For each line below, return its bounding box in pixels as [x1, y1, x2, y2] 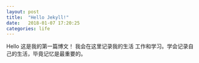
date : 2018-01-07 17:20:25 [6, 20, 80, 26]
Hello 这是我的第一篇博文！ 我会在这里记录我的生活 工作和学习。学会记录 [6, 43, 189, 50]
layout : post [6, 8, 39, 15]
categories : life [6, 25, 50, 32]
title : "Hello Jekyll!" [6, 14, 69, 20]
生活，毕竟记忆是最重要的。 [16, 50, 86, 58]
